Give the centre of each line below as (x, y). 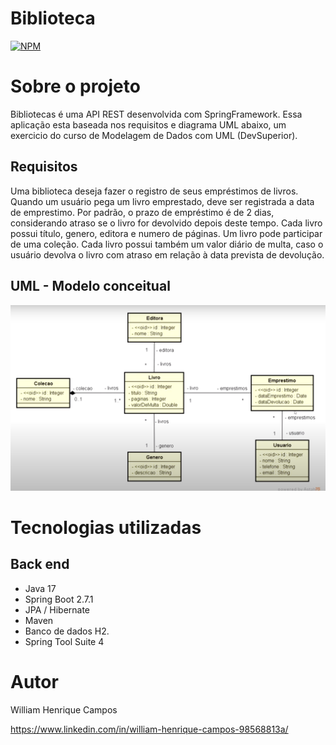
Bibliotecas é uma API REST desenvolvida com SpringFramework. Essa (156, 114)
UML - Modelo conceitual (90, 286)
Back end (40, 564)
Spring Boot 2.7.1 (59, 599)
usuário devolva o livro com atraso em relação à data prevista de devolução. (167, 254)
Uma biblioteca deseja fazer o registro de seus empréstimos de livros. (154, 191)
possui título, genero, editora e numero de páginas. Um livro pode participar (166, 233)
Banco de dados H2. (67, 631)
